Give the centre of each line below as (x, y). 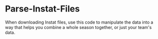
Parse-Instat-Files (43, 9)
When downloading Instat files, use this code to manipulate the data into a (79, 22)
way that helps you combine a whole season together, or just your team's (79, 27)
